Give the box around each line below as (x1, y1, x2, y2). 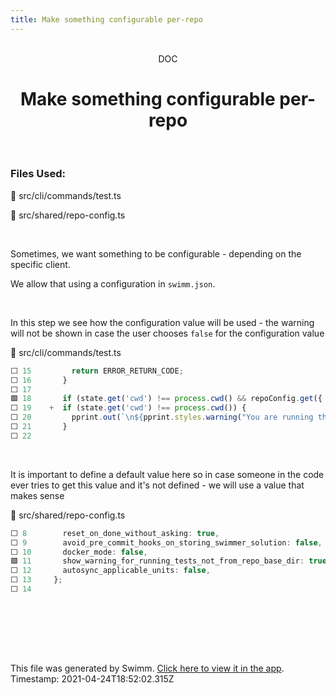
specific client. (10, 258, 71, 270)
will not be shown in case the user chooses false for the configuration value (10, 327, 325, 339)
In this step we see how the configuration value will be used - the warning (10, 316, 315, 328)
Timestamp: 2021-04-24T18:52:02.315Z (10, 672, 175, 685)
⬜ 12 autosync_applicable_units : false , (10, 566, 211, 576)
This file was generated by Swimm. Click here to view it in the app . (10, 662, 285, 674)
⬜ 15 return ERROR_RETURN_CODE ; (10, 366, 184, 376)
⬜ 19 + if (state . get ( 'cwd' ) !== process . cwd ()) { (10, 403, 247, 413)
